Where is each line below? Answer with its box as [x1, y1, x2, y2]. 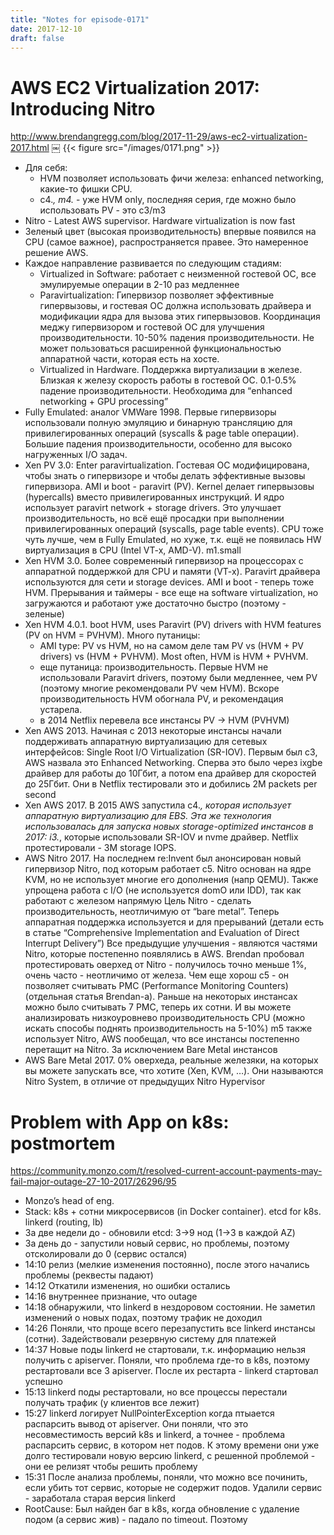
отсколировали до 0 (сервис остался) [24, 1248, 188, 1260]
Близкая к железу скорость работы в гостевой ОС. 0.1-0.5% [39, 374, 297, 386]
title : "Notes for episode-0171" [10, 14, 150, 25]
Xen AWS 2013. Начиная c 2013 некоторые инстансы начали [24, 725, 282, 737]
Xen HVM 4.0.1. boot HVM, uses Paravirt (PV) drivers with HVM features [24, 619, 322, 631]
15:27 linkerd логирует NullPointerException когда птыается [24, 1407, 275, 1420]
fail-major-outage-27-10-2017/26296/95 [10, 1176, 177, 1188]
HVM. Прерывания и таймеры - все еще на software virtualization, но [24, 587, 319, 599]
